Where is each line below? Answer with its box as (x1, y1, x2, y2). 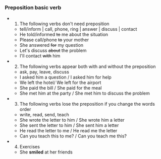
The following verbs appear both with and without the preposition (19, 63, 156, 69)
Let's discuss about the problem (19, 47, 87, 54)
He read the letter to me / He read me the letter (19, 128, 118, 134)
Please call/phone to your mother (19, 37, 89, 43)
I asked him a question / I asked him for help (19, 74, 112, 81)
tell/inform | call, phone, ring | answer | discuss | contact (19, 26, 137, 32)
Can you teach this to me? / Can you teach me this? (19, 133, 127, 139)
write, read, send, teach (19, 112, 69, 118)
